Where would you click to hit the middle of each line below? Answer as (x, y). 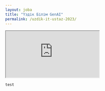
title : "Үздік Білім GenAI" (34, 14)
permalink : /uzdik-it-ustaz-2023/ (41, 19)
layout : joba (19, 10)
